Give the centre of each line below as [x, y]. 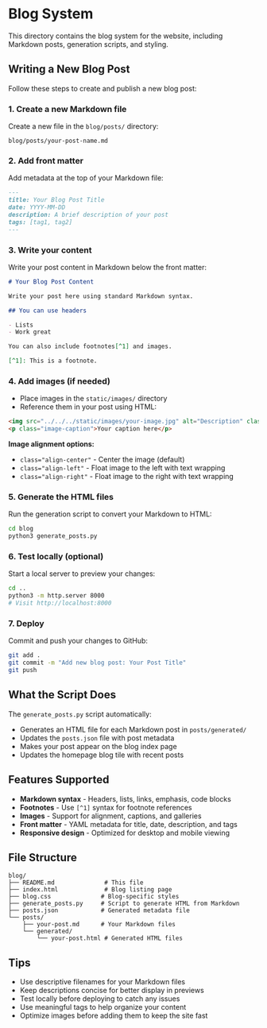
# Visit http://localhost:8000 [60, 603]
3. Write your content [50, 249]
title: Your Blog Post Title [56, 200]
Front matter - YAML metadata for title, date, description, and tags [129, 824]
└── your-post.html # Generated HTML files [110, 938]
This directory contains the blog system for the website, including [116, 36]
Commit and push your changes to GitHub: [78, 641]
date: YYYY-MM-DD [37, 207]
